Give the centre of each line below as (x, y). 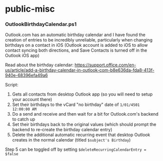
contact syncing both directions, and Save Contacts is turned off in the (76, 50)
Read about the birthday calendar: (39, 65)
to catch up (24, 119)
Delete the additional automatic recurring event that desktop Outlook (81, 135)
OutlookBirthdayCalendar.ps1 (41, 24)
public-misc (30, 9)
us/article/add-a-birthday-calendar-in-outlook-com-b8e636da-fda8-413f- (80, 70)
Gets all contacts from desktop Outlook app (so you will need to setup (82, 94)
